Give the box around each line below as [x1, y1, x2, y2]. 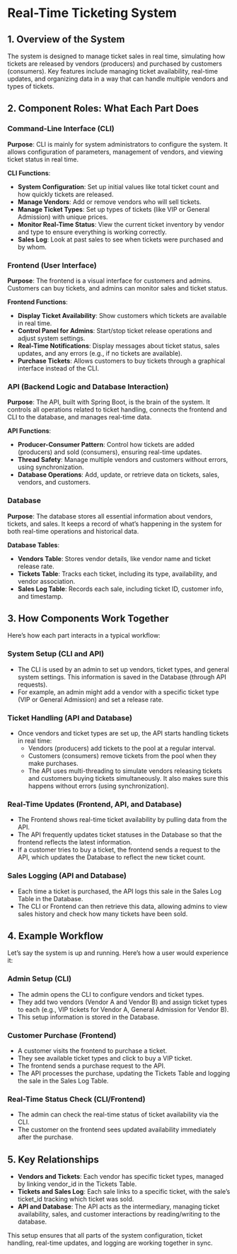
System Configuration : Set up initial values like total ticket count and [17, 182, 219, 191]
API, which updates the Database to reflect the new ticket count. [17, 853, 206, 862]
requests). [17, 680, 48, 689]
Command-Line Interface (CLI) [7, 124, 115, 134]
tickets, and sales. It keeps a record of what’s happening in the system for [7, 519, 223, 528]
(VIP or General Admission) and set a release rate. [17, 695, 164, 704]
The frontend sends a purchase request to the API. [17, 1061, 166, 1070]
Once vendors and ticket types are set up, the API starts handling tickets [17, 728, 229, 738]
